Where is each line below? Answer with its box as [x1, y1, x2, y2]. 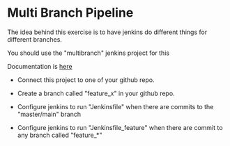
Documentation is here [7, 62, 72, 70]
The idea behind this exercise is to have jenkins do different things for [7, 28, 208, 36]
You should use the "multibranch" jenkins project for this [7, 49, 169, 57]
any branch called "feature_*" [17, 131, 102, 139]
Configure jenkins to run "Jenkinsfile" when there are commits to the [17, 102, 214, 111]
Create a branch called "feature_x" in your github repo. [17, 89, 176, 97]
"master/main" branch [17, 110, 82, 118]
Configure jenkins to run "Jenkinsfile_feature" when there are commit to [17, 123, 223, 131]
